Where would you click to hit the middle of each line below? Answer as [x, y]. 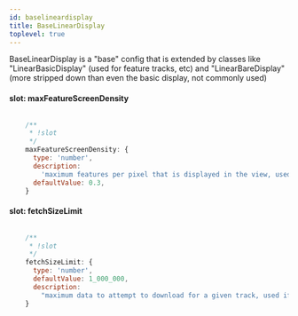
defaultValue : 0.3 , [68, 183]
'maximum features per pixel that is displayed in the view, [157, 174]
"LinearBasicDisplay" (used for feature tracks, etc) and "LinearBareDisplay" [147, 68]
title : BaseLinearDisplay [57, 26]
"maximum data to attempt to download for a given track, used [160, 295]
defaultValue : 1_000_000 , [80, 279]
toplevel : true [37, 34]
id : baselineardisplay [51, 17]
